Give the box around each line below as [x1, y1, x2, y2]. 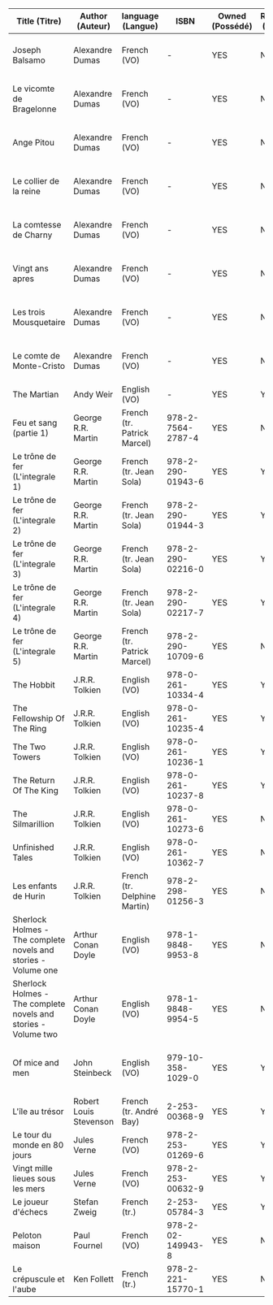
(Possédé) [211, 20, 253, 32]
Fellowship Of [12, 713, 65, 724]
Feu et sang [12, 418, 58, 428]
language [121, 11, 159, 21]
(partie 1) [12, 427, 49, 438]
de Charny [12, 229, 53, 241]
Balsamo [12, 54, 46, 66]
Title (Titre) [15, 15, 62, 27]
